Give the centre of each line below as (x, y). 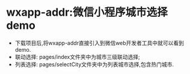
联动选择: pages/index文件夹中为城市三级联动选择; (77, 57)
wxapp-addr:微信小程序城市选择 (87, 12)
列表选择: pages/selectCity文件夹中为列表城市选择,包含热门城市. (94, 64)
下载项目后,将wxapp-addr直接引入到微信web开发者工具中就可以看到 (100, 43)
